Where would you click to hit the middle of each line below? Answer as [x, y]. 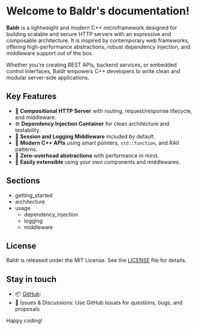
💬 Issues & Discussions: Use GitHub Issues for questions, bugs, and [99, 303]
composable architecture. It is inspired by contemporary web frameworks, [98, 40]
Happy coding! [25, 321]
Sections [23, 181]
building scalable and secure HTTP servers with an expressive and [88, 34]
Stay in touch [31, 279]
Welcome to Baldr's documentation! [98, 11]
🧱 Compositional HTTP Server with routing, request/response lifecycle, [103, 111]
